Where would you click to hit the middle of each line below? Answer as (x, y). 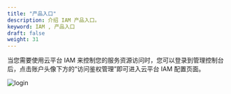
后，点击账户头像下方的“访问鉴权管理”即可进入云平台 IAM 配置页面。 (106, 69)
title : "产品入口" (32, 14)
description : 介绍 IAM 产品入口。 (54, 20)
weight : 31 (23, 40)
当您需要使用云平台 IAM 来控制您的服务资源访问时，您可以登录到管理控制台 (115, 61)
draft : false (26, 33)
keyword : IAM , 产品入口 (41, 26)
